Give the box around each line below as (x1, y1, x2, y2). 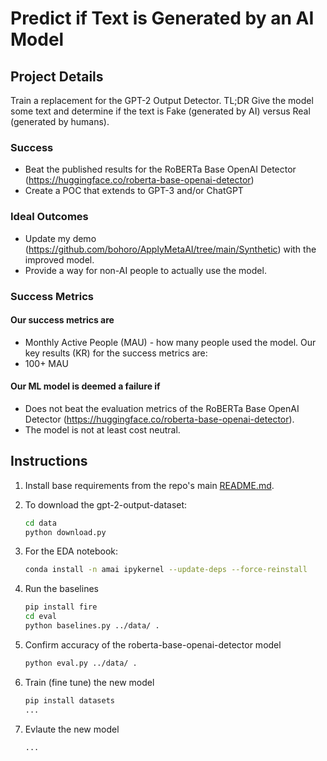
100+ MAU (24, 357, 69, 369)
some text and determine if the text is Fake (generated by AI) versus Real (10, 105, 311, 117)
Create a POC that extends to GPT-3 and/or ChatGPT (24, 185, 244, 197)
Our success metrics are (10, 314, 115, 326)
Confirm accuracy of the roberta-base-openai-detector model (24, 638, 282, 651)
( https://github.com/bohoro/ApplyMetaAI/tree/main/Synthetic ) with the (24, 243, 317, 255)
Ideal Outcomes (10, 210, 89, 224)
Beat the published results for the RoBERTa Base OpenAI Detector (24, 163, 297, 176)
